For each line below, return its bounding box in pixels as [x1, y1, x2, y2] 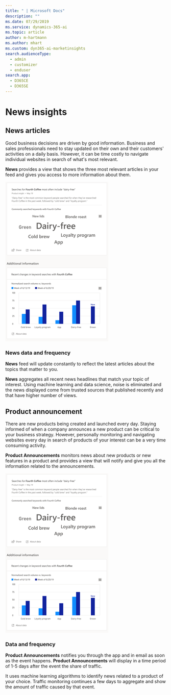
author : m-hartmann [5, 35, 47, 40]
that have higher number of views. [5, 392, 78, 399]
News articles [5, 127, 50, 135]
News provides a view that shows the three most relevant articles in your [5, 166, 159, 172]
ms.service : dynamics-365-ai [5, 24, 67, 30]
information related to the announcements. [5, 463, 95, 469]
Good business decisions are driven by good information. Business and [5, 140, 155, 146]
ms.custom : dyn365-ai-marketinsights [5, 46, 86, 51]
